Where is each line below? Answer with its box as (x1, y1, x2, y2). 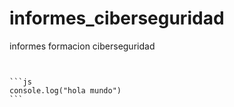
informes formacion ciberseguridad (9, 40, 156, 52)
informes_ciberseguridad (9, 7, 225, 30)
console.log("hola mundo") (9, 85, 122, 96)
